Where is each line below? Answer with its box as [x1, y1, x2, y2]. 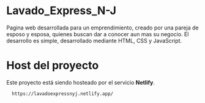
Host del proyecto [6, 59, 99, 72]
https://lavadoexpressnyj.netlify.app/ [12, 90, 114, 97]
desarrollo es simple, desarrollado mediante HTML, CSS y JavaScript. [6, 37, 182, 44]
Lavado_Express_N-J [6, 4, 116, 18]
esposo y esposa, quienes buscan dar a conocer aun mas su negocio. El [6, 30, 189, 37]
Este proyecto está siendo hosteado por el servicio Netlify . [6, 78, 155, 86]
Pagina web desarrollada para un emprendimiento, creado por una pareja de [6, 24, 199, 31]
